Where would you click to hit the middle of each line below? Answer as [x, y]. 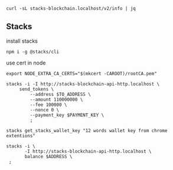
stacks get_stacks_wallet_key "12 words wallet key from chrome [87, 130]
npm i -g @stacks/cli [33, 52]
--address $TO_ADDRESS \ [61, 94]
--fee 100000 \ [48, 105]
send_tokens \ [37, 89]
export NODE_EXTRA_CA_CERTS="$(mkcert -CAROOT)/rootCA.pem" [82, 73]
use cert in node [26, 63]
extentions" [21, 136]
